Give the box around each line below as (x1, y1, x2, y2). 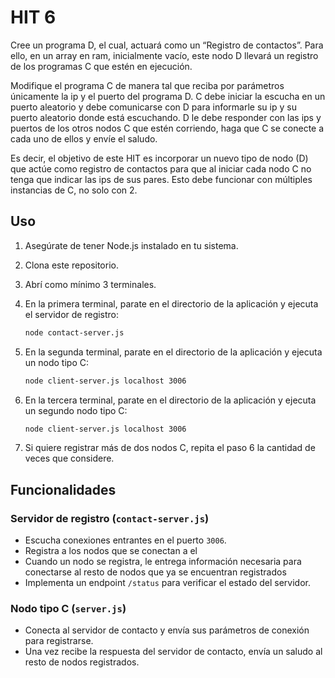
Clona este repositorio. (24, 259, 119, 271)
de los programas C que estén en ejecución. (10, 60, 193, 72)
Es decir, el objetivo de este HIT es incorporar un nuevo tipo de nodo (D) (10, 152, 309, 164)
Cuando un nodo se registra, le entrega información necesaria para (24, 556, 302, 568)
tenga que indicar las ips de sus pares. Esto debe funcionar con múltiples (10, 173, 313, 185)
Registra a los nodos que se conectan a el (24, 545, 198, 557)
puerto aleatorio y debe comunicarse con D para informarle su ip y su (10, 101, 297, 113)
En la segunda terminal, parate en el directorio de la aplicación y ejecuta (24, 346, 323, 358)
